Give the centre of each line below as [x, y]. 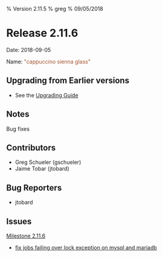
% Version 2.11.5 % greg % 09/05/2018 [55, 9]
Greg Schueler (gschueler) [48, 162]
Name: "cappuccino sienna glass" [48, 61]
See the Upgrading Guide [46, 95]
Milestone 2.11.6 [26, 236]
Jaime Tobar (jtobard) [42, 169]
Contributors [31, 148]
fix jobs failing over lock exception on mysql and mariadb [86, 248]
